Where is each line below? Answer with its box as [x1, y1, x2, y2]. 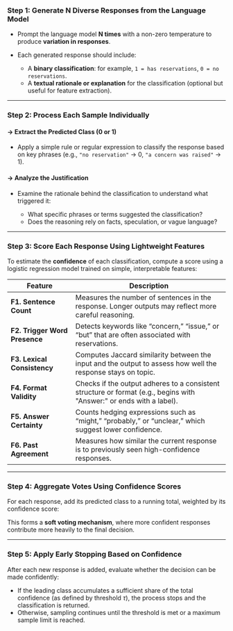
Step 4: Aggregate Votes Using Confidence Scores [7, 482, 182, 491]
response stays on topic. [75, 367, 156, 377]
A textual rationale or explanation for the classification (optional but [27, 79, 223, 88]
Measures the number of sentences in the [75, 293, 212, 302]
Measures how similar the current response [75, 436, 217, 445]
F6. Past [10, 440, 38, 450]
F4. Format [10, 383, 47, 393]
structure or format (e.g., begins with [75, 387, 196, 397]
